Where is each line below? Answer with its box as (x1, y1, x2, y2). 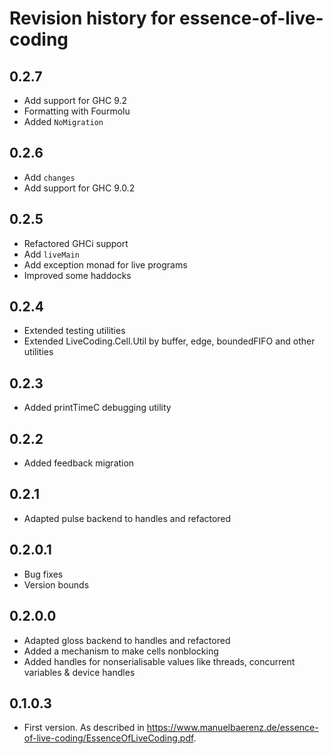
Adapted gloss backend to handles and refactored (23, 634, 231, 646)
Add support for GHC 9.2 (23, 95, 128, 106)
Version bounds (23, 578, 90, 591)
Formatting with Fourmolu (23, 105, 131, 117)
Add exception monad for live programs (23, 258, 188, 271)
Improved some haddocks (23, 269, 132, 281)
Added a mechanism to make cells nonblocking (23, 645, 219, 657)
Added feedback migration (23, 457, 135, 469)
